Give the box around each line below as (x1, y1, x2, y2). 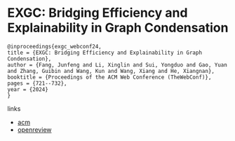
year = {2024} (7, 86, 49, 93)
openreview (17, 125, 52, 134)
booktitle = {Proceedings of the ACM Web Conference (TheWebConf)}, (7, 74, 212, 81)
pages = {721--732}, (7, 79, 68, 87)
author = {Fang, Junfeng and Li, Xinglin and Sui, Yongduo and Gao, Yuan (7, 61, 228, 68)
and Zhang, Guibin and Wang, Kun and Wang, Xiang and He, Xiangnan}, (7, 67, 215, 74)
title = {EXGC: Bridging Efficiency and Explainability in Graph (7, 49, 202, 56)
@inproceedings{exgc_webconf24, (7, 43, 102, 50)
